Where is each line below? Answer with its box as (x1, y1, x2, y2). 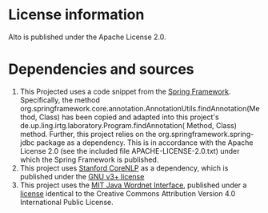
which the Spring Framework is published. (19, 155, 159, 164)
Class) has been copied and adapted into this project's (38, 112, 219, 122)
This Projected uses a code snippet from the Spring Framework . (19, 86, 231, 96)
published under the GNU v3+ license (19, 171, 145, 181)
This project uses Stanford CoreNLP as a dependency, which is (19, 163, 229, 173)
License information (8, 6, 145, 24)
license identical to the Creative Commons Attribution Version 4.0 (19, 188, 236, 198)
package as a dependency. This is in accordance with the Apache (36, 138, 254, 147)
